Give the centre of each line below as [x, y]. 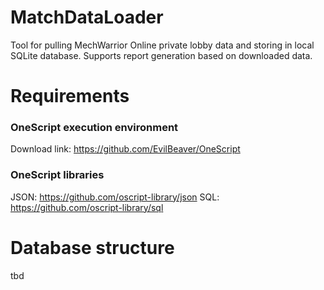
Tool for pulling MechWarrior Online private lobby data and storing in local [162, 45]
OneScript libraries [57, 175]
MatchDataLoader [87, 17]
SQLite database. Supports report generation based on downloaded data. [161, 55]
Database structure [92, 247]
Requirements [70, 96]
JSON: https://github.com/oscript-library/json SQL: [115, 197]
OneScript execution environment [94, 128]
